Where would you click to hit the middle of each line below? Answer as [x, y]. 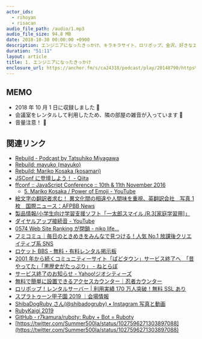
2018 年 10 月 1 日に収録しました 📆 [57, 107]
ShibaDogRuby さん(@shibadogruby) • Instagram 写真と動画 [90, 304]
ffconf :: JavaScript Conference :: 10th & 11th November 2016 [90, 185]
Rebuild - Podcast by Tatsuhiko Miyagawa [67, 158]
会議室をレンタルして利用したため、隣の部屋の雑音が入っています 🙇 [99, 115]
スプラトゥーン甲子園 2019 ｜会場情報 [62, 296]
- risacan [24, 23]
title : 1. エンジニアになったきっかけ [49, 62]
